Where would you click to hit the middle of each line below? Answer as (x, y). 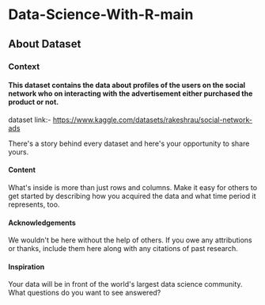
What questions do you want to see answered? (85, 293)
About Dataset (45, 44)
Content (22, 170)
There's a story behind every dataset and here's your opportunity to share (129, 143)
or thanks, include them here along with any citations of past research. (123, 249)
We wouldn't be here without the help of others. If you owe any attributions (130, 240)
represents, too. (34, 204)
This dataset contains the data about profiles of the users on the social (127, 86)
